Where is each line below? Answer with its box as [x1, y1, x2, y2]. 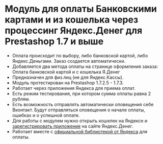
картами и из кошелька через [5, 14, 139, 26]
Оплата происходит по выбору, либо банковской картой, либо [12, 52, 148, 59]
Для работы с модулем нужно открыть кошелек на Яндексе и [12, 117, 148, 124]
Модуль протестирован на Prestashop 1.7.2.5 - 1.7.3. [12, 80, 124, 86]
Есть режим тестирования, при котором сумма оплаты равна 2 [12, 90, 151, 97]
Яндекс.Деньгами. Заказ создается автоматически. [12, 58, 126, 64]
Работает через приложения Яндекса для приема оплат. [12, 85, 136, 91]
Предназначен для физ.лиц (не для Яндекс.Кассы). [12, 74, 124, 80]
